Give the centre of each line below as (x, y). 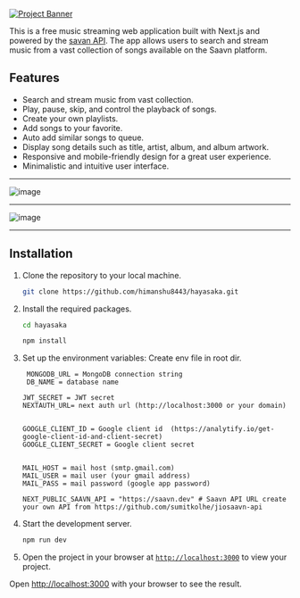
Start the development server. (77, 524)
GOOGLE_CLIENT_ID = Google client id (92, 429)
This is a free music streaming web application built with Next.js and (135, 31)
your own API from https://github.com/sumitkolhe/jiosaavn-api (142, 507)
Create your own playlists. (70, 118)
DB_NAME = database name (72, 382)
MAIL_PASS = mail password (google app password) (117, 484)
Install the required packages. (77, 309)
